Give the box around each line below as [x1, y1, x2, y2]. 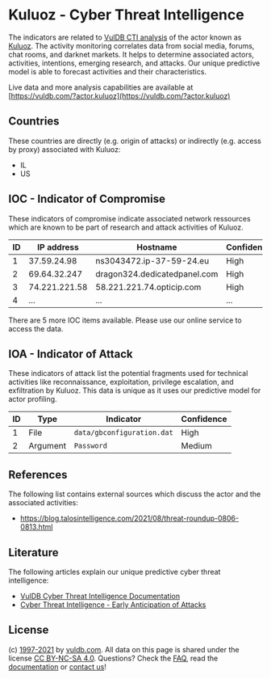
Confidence [181, 414, 227, 425]
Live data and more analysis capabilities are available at [8, 82, 194, 92]
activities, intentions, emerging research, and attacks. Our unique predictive [8, 58, 261, 68]
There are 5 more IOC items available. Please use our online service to [8, 315, 242, 325]
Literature [8, 546, 59, 559]
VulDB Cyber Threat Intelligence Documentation [19, 592, 181, 601]
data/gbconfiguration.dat [73, 428, 173, 437]
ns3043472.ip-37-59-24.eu [95, 255, 210, 266]
